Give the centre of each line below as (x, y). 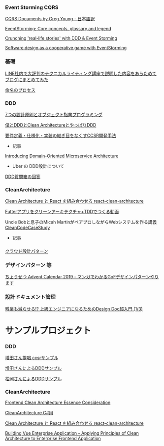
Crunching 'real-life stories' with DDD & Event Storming (61, 38)
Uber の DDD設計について (38, 166)
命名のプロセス (20, 90)
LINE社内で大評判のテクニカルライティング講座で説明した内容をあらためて (81, 73)
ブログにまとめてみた (27, 79)
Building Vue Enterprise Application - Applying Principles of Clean (72, 433)
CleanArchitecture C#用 (29, 413)
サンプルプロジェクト (48, 331)
